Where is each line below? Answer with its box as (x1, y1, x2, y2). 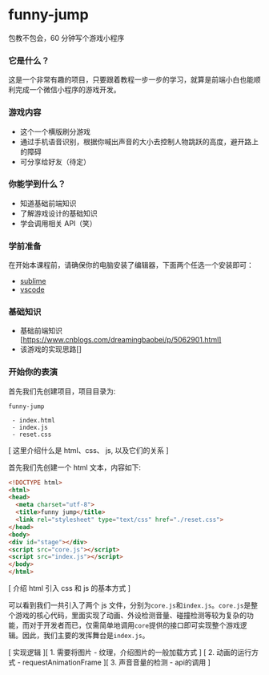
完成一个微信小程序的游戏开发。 (14, 85, 121, 95)
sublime (19, 277, 46, 286)
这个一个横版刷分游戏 (19, 127, 90, 136)
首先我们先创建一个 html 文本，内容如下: (8, 463, 142, 472)
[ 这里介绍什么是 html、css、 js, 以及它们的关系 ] (8, 445, 170, 455)
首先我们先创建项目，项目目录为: (8, 386, 116, 396)
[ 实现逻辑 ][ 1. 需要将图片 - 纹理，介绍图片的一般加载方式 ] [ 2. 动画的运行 (8, 648, 252, 657)
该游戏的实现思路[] (19, 345, 82, 354)
